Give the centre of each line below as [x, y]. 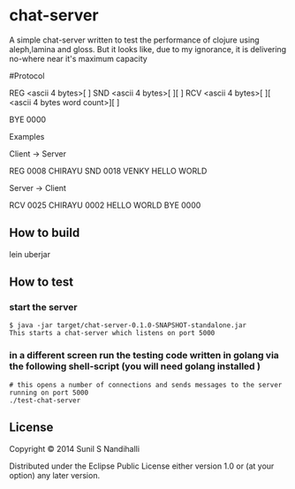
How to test [41, 283]
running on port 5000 [49, 393]
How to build [45, 233]
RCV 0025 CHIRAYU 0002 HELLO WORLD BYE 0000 [105, 205]
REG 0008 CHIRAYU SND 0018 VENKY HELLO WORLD [108, 171]
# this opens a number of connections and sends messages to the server [146, 385]
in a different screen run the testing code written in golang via [144, 355]
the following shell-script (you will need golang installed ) [135, 366]
